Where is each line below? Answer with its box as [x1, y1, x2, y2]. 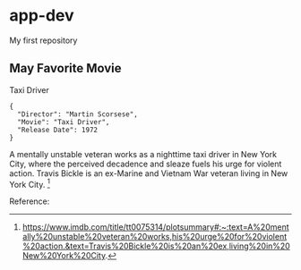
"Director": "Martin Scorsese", [17, 109, 139, 119]
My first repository [9, 35, 78, 46]
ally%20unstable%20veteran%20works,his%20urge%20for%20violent [21, 232, 288, 242]
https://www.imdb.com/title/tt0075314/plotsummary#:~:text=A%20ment [21, 222, 289, 232]
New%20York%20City [21, 250, 106, 261]
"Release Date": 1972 [17, 125, 99, 134]
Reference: [9, 196, 50, 207]
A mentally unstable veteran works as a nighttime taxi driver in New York [9, 148, 278, 159]
